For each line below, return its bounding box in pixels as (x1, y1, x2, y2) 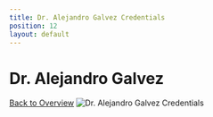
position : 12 (9, 21, 58, 30)
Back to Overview (9, 97, 74, 108)
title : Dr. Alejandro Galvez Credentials (9, 13, 166, 22)
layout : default (9, 29, 70, 38)
